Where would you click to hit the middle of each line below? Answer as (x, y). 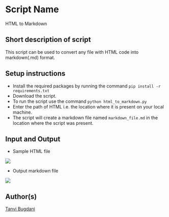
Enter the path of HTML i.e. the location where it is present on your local (88, 106)
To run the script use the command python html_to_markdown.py (80, 101)
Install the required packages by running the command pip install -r (87, 86)
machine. (22, 112)
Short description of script (48, 40)
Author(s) (21, 196)
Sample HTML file (32, 151)
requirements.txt (31, 91)
